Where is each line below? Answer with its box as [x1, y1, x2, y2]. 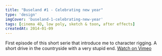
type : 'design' [5, 12, 38, 17]
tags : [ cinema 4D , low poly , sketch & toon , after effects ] [5, 21, 136, 27]
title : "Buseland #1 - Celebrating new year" [5, 7, 103, 13]
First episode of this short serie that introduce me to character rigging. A [5, 40, 157, 46]
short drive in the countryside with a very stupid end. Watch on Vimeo [5, 45, 152, 51]
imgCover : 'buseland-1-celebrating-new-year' [5, 17, 103, 22]
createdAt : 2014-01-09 [5, 26, 53, 31]
